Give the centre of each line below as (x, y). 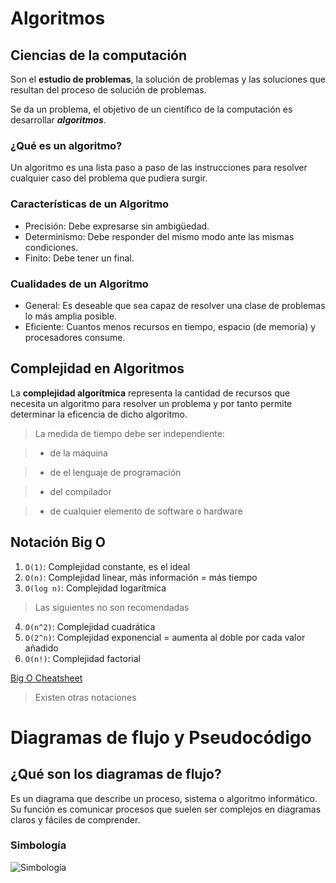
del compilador (80, 491)
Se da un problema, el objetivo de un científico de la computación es (151, 109)
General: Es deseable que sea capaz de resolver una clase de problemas (175, 305)
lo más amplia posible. (71, 316)
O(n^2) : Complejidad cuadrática (90, 626)
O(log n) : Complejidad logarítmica (95, 588)
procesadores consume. (75, 337)
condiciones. (51, 247)
